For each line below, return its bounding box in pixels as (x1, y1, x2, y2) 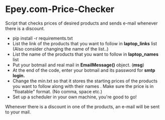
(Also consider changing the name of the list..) (12, 46, 109, 52)
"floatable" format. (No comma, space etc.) (12, 88, 103, 94)
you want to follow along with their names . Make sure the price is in (12, 83, 154, 89)
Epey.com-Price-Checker (5, 4, 115, 15)
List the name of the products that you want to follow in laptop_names (12, 51, 159, 57)
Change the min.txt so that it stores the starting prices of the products (12, 78, 157, 84)
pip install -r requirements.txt (12, 35, 73, 41)
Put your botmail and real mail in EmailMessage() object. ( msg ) (12, 62, 144, 68)
